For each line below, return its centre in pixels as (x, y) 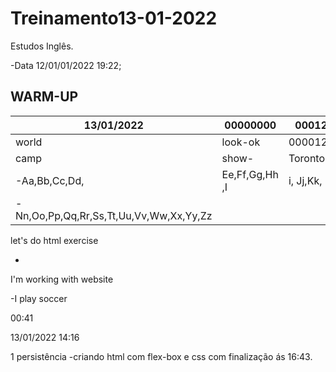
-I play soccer (39, 298)
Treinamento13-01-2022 (114, 18)
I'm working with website (62, 279)
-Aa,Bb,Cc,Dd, (50, 180)
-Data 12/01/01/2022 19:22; (66, 65)
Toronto (307, 158)
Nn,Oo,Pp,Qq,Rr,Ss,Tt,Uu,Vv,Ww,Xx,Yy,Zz (114, 215)
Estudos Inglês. (42, 46)
